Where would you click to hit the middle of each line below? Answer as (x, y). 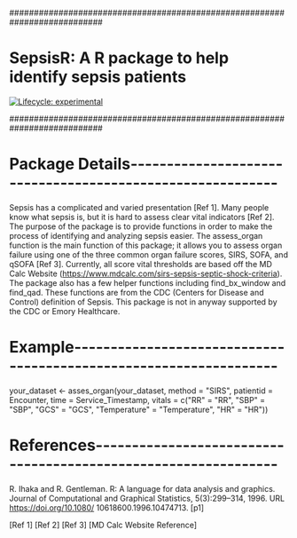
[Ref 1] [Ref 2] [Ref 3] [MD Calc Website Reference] (103, 525)
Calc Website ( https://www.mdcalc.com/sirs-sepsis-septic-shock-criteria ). (146, 273)
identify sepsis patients (98, 77)
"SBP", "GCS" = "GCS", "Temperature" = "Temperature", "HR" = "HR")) (139, 409)
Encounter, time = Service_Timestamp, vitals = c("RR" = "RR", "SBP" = (137, 400)
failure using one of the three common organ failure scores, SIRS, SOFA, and (148, 254)
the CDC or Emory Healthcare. (65, 311)
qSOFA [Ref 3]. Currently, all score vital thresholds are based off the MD (141, 264)
